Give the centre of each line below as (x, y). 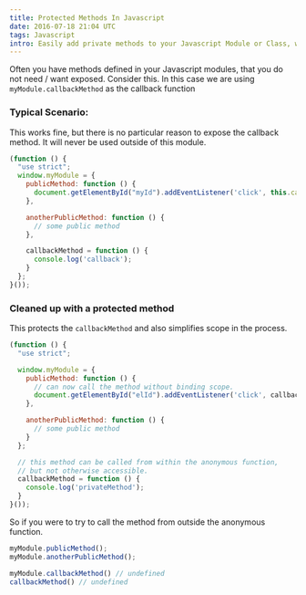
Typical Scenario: (49, 112)
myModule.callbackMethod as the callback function (102, 89)
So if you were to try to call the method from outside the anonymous (138, 522)
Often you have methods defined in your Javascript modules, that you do (147, 69)
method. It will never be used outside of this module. (108, 141)
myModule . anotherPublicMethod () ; (73, 557)
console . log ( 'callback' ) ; (82, 260)
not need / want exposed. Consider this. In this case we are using (132, 79)
